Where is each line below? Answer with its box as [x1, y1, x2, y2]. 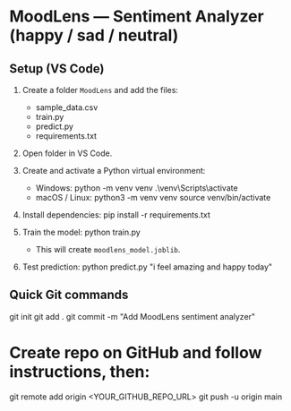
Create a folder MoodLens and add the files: [21, 85, 179, 95]
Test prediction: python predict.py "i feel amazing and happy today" [21, 261, 273, 272]
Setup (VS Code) [9, 61, 105, 76]
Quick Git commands [9, 287, 129, 303]
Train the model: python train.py [21, 227, 141, 237]
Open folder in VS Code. [21, 148, 113, 158]
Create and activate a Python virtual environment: [21, 166, 206, 176]
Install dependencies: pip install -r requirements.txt [21, 210, 210, 220]
